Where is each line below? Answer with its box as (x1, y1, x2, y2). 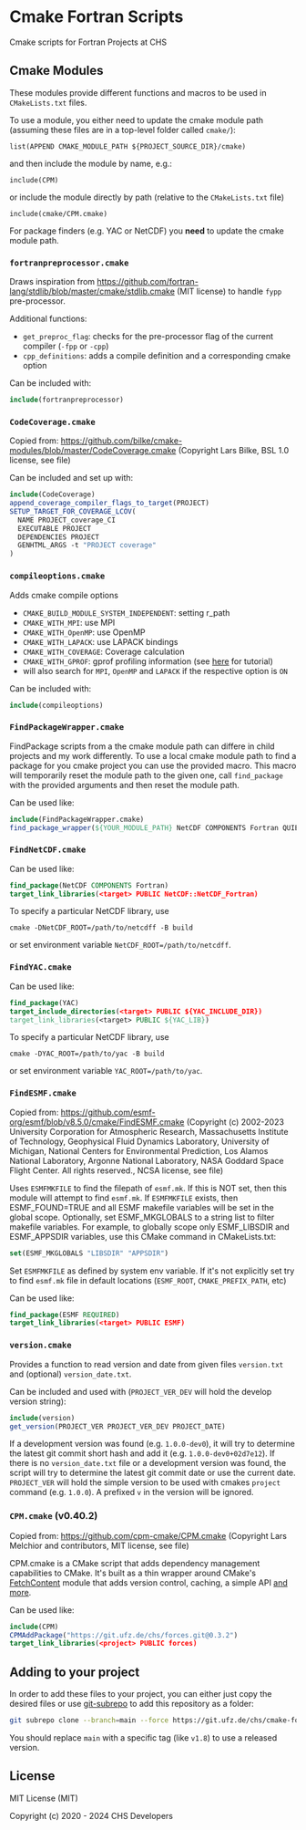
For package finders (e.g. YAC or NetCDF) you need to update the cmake (9, 225, 284, 236)
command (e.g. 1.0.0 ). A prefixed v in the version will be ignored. (9, 1487, 254, 1498)
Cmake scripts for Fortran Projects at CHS (9, 36, 167, 47)
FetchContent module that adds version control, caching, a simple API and (9, 1576, 289, 1588)
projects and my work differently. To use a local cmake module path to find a (9, 750, 297, 761)
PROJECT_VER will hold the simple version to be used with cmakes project (9, 1477, 280, 1488)
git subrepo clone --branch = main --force (9, 1716, 169, 1725)
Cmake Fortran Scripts (9, 6, 184, 27)
